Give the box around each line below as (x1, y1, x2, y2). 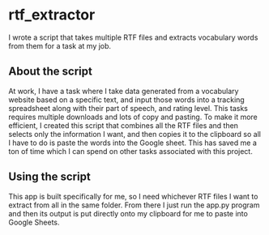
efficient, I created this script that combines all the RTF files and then (8, 120, 239, 130)
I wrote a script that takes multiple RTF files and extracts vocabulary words (8, 32, 258, 42)
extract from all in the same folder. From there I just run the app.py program (8, 200, 260, 210)
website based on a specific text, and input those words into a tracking (8, 95, 245, 105)
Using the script (8, 170, 91, 184)
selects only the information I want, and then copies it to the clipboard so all (8, 129, 262, 139)
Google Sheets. (8, 217, 60, 227)
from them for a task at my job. (8, 41, 112, 50)
